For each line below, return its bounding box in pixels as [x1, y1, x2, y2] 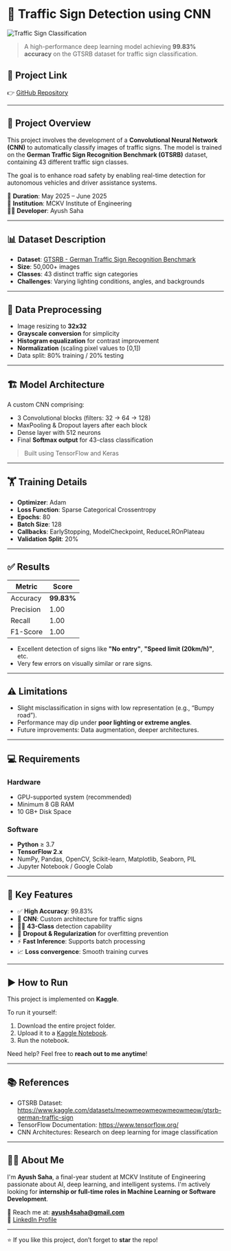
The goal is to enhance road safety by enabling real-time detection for [7, 171, 206, 179]
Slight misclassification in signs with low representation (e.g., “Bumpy [16, 704, 214, 712]
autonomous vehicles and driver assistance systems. [7, 179, 157, 187]
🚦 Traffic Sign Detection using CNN [7, 6, 212, 22]
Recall [10, 616, 31, 625]
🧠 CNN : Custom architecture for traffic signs [16, 915, 143, 923]
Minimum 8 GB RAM [16, 800, 74, 808]
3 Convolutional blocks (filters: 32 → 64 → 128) [16, 414, 151, 422]
